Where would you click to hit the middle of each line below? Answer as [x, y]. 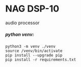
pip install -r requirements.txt [41, 59]
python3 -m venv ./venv [31, 46]
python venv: [20, 34]
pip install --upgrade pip [34, 55]
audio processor [22, 23]
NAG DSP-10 [32, 9]
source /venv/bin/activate [34, 51]
